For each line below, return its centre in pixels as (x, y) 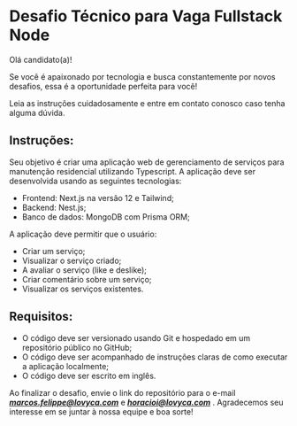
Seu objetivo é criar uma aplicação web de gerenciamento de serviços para (147, 162)
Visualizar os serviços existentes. (83, 289)
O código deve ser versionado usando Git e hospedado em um (136, 337)
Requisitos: (41, 317)
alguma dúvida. (37, 112)
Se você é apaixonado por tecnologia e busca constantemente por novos (142, 76)
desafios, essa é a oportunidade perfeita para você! (103, 86)
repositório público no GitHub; (77, 347)
